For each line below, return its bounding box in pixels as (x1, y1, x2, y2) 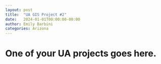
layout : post (5, 7, 33, 13)
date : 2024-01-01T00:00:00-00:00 (5, 17, 80, 22)
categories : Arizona (5, 26, 49, 31)
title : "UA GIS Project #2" (5, 12, 67, 17)
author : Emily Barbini (5, 21, 53, 27)
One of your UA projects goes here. (5, 48, 157, 59)
